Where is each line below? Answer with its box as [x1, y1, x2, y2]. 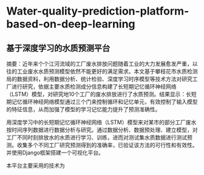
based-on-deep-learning [6, 17, 135, 31]
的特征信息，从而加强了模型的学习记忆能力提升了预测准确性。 [6, 106, 161, 113]
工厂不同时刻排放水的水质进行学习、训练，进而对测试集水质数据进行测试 [6, 134, 187, 141]
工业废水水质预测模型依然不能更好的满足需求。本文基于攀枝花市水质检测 [16, 68, 198, 75]
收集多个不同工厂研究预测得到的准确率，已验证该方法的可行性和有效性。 [16, 142, 198, 148]
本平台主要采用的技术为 [6, 162, 65, 169]
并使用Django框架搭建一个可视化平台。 [6, 149, 104, 156]
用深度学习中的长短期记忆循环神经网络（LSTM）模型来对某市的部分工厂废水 [6, 118, 197, 126]
